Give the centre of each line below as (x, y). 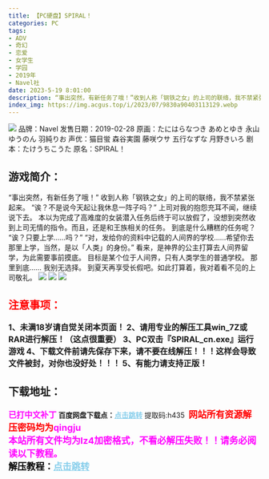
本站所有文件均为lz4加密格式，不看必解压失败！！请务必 (128, 440)
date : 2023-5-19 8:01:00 (50, 90)
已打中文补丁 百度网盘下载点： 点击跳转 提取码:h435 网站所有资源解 (130, 415)
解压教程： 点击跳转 (49, 467)
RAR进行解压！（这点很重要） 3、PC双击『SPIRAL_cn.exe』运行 (131, 339)
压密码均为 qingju (45, 427)
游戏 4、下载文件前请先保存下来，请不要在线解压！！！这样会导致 (132, 351)
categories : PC (34, 23)
